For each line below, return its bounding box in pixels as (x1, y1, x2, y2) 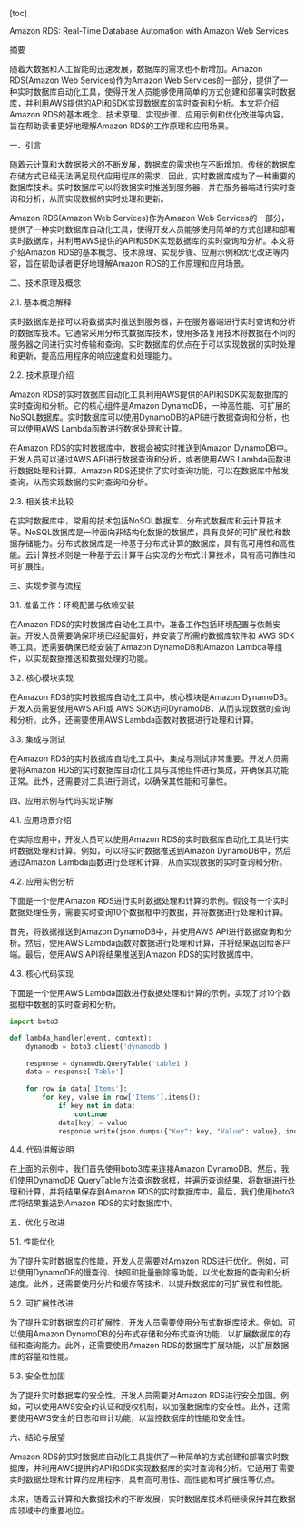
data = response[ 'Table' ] (25, 1067, 124, 1077)
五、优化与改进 (9, 1217, 65, 1228)
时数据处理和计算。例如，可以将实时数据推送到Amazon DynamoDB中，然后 (9, 846, 291, 856)
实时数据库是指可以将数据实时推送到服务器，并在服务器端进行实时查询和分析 (9, 316, 296, 327)
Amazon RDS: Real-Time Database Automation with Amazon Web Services (9, 25, 289, 36)
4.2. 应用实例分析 (9, 876, 74, 887)
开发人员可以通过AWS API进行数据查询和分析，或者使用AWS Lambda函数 (9, 454, 284, 464)
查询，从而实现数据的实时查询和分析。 (9, 477, 152, 487)
